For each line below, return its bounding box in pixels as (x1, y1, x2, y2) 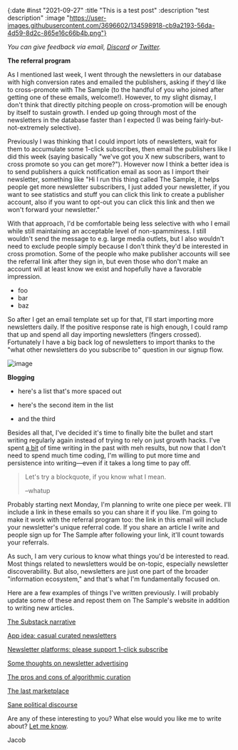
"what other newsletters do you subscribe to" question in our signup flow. (7, 345, 224, 354)
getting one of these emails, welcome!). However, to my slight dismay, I (7, 93, 217, 101)
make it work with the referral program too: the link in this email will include (7, 515, 228, 524)
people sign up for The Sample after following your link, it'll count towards (7, 531, 224, 539)
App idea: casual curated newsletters (7, 632, 117, 639)
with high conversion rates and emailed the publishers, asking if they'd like (7, 78, 227, 86)
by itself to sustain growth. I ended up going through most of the (7, 108, 197, 116)
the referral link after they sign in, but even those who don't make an (7, 257, 208, 265)
